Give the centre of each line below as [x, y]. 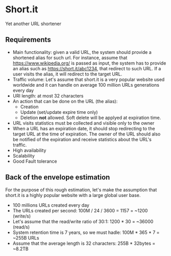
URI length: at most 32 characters [48, 95]
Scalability [23, 155]
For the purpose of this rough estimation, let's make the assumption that [81, 190]
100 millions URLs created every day [51, 205]
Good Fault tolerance [35, 161]
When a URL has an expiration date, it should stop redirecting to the [84, 128]
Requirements [28, 40]
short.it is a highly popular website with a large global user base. [73, 195]
